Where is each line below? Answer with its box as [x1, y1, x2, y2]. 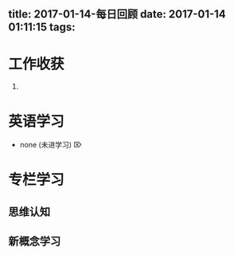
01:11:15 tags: [8, 21, 76, 34]
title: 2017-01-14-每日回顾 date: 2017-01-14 [8, 7, 227, 22]
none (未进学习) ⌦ [19, 140, 83, 150]
